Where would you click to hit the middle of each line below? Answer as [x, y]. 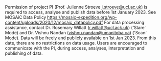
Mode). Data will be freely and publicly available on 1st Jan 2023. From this [80, 38]
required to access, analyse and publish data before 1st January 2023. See [80, 12]
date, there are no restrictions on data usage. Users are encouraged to [76, 43]
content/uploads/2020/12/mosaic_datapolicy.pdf [54, 22]
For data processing [124, 22]
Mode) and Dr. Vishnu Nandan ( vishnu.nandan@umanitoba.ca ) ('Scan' [76, 33]
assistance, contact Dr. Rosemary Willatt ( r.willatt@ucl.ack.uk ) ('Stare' [75, 28]
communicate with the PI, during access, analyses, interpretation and [75, 48]
